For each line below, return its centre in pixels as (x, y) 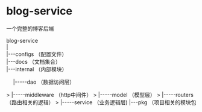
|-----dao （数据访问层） (44, 82)
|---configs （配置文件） (37, 54)
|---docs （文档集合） (34, 61)
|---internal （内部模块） (37, 69)
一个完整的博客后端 (30, 28)
